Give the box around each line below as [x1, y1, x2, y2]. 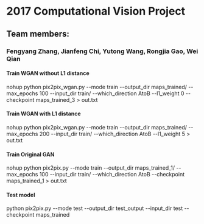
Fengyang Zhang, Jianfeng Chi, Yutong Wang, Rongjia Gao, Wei [6, 47, 199, 56]
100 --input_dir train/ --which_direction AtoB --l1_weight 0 [39, 90, 185, 97]
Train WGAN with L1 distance [6, 110, 81, 117]
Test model [6, 191, 35, 198]
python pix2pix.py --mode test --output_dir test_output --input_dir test [6, 204, 183, 212]
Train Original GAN [6, 151, 55, 158]
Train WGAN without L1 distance [6, 70, 90, 77]
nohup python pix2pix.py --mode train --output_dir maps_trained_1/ [6, 164, 175, 172]
